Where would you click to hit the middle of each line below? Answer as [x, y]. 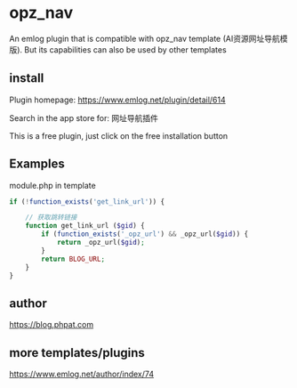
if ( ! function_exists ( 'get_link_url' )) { [87, 202]
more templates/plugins [77, 353]
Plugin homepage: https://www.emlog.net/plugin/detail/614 [117, 100]
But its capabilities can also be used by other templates [125, 49]
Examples [37, 164]
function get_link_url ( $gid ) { [85, 226]
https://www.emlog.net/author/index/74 [81, 374]
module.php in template [52, 185]
